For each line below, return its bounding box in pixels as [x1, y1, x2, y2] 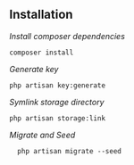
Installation [9, 7, 73, 22]
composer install [9, 48, 74, 57]
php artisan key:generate [9, 80, 105, 90]
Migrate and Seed [9, 129, 76, 140]
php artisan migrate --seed [17, 146, 122, 155]
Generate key [9, 63, 59, 74]
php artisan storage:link [9, 113, 105, 123]
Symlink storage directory [9, 96, 105, 107]
